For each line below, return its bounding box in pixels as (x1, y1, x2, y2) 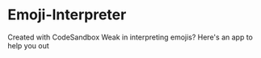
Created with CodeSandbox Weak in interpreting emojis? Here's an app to (7, 32, 254, 42)
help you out (7, 40, 49, 50)
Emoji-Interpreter (7, 6, 127, 24)
